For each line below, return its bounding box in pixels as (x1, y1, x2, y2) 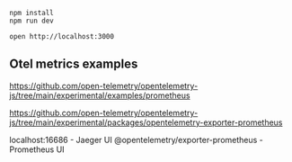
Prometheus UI (9, 144, 65, 155)
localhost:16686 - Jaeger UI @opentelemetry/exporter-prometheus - (9, 134, 263, 145)
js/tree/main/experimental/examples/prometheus (9, 90, 190, 101)
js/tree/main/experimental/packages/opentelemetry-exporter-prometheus (9, 117, 283, 128)
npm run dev (9, 16, 54, 25)
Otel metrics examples (9, 57, 138, 72)
